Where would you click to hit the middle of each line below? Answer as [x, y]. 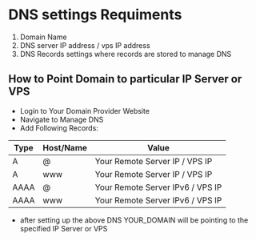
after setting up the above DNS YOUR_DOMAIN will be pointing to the [134, 220]
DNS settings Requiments [95, 15]
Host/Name [65, 147]
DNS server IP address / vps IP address [85, 45]
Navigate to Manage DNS [62, 119]
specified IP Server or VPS [64, 228]
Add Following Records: [59, 128]
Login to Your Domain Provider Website [85, 110]
